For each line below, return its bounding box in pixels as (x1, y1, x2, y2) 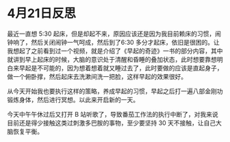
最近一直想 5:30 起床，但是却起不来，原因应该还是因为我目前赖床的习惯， (7, 29, 216, 38)
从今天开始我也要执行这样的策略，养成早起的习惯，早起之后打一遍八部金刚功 (7, 86, 223, 95)
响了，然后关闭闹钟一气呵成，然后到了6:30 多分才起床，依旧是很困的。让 (12, 38, 220, 46)
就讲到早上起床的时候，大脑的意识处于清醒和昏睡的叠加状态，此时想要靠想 (7, 55, 217, 63)
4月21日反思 (7, 5, 77, 21)
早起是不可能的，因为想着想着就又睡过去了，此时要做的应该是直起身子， (18, 64, 223, 72)
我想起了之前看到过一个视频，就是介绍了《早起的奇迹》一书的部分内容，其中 (7, 47, 223, 55)
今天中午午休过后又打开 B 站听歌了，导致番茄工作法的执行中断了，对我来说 (7, 110, 219, 118)
